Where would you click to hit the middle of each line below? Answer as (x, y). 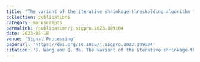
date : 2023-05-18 (28, 34)
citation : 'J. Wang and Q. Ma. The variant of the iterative (84, 50)
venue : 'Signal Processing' (41, 39)
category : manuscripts (34, 22)
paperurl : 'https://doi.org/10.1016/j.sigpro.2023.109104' (81, 45)
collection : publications (38, 17)
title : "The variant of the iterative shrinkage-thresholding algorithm (98, 12)
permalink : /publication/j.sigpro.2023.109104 (65, 28)
